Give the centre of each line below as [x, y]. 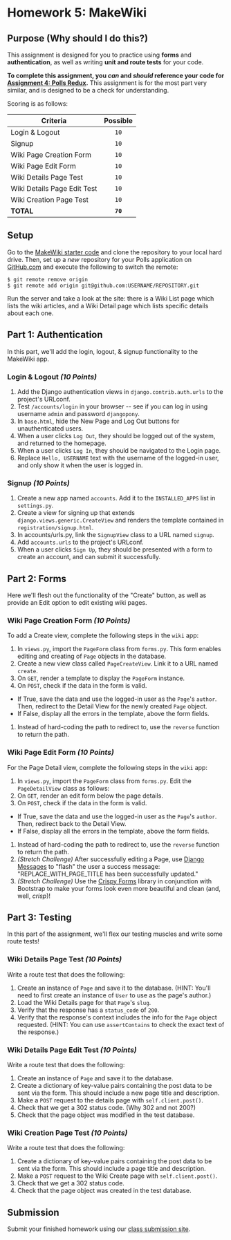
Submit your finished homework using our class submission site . [99, 1229]
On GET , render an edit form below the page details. [90, 796]
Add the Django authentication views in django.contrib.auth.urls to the [120, 391]
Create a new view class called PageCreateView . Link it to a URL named [118, 664]
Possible [118, 121]
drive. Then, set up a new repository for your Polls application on [100, 259]
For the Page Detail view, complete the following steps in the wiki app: [107, 767]
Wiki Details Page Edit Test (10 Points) [72, 1050]
